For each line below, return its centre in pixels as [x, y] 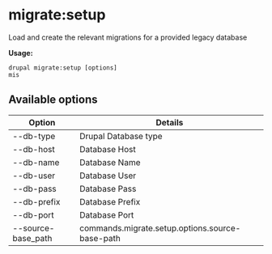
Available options [53, 100]
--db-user [34, 176]
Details [170, 122]
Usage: [21, 53]
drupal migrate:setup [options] [63, 68]
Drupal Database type [121, 136]
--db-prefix [36, 201]
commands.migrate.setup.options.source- [160, 228]
